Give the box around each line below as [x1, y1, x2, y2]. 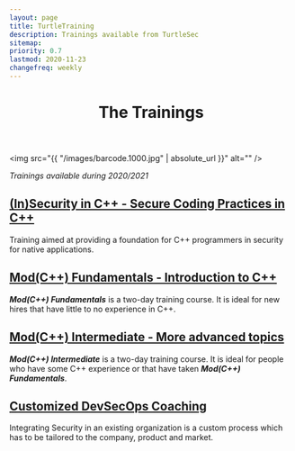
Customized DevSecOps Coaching [9, 398, 207, 414]
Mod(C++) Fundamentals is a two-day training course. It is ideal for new [9, 293, 281, 304]
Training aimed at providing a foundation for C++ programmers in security [9, 234, 284, 245]
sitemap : [9, 38, 42, 48]
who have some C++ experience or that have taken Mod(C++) [9, 363, 241, 374]
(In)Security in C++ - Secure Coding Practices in [9, 196, 286, 212]
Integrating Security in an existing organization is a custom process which [9, 422, 283, 433]
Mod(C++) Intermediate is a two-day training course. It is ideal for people [9, 353, 284, 365]
